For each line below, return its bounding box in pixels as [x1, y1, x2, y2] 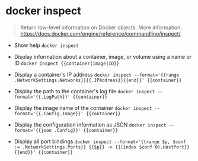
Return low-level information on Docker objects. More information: [20, 24, 182, 31]
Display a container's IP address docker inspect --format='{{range [14, 71, 180, 78]
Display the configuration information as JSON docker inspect [14, 121, 167, 128]
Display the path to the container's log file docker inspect [14, 87, 155, 94]
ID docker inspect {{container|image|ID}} [14, 59, 120, 67]
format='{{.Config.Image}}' [14, 111, 84, 116]
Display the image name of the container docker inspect [14, 104, 152, 111]
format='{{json [14, 127, 52, 133]
